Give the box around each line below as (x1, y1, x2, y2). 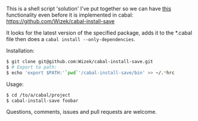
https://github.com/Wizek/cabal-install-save (6, 18, 115, 24)
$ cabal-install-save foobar (6, 98, 79, 104)
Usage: (6, 80, 24, 88)
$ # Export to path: (6, 64, 58, 70)
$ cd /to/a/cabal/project (6, 92, 70, 98)
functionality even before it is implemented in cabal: (6, 11, 134, 18)
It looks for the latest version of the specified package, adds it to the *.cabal (6, 29, 193, 36)
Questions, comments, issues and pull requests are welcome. (6, 108, 157, 116)
